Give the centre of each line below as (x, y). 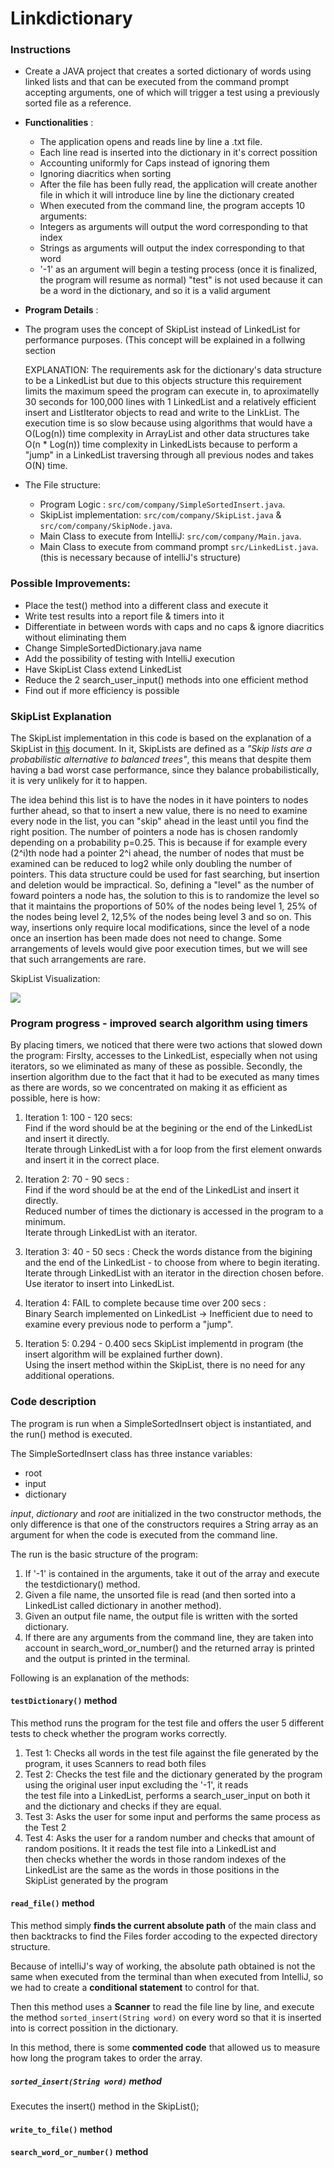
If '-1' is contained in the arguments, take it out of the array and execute (172, 1573)
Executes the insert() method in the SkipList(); (105, 2106)
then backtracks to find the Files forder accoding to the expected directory (164, 1936)
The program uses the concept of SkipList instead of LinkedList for (162, 329)
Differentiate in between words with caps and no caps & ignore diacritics (174, 626)
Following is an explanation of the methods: (100, 1678)
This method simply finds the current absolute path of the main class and (163, 1926)
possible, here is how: (55, 1098)
